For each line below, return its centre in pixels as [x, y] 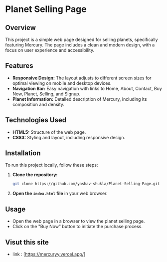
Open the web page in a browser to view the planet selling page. [79, 221]
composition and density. [38, 104]
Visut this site [27, 242]
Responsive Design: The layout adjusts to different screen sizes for [82, 78]
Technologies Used [36, 120]
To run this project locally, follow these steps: [52, 165]
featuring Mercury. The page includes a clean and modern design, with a [80, 45]
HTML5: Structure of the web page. [49, 132]
